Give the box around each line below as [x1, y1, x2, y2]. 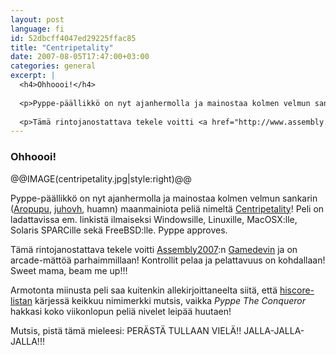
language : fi [10, 24, 65, 34]
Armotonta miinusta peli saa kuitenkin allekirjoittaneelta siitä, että [10, 284, 278, 296]
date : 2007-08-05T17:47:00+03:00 [10, 52, 150, 62]
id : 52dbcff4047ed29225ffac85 [10, 33, 137, 43]
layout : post [10, 14, 65, 25]
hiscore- [279, 284, 315, 296]
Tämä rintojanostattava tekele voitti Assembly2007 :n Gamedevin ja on [10, 243, 298, 255]
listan [10, 294, 33, 306]
